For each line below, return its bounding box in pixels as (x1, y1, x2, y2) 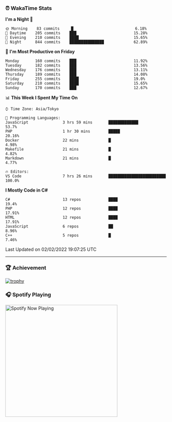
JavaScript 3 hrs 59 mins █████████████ (5, 120, 139, 125)
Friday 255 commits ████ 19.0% (5, 76, 145, 81)
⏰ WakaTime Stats (5, 5, 52, 12)
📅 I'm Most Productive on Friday (5, 49, 75, 55)
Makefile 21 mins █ (5, 147, 111, 152)
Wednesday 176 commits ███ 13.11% (5, 68, 147, 73)
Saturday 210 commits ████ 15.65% (5, 81, 147, 86)
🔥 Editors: (5, 169, 29, 175)
